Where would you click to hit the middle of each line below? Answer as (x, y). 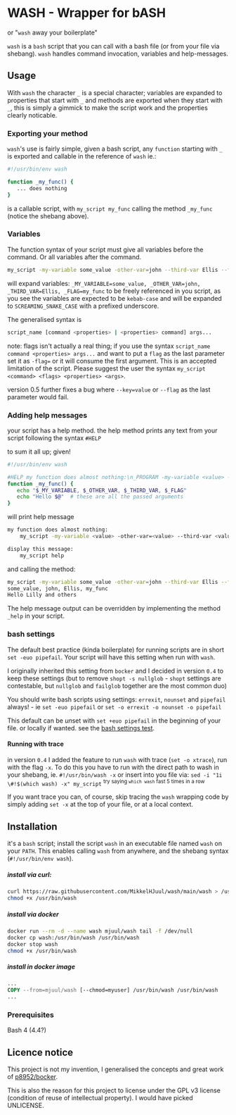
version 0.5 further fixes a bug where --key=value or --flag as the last (109, 390)
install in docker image (41, 967)
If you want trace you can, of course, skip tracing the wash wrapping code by (118, 797)
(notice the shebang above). (48, 216)
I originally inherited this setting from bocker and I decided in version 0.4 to (115, 671)
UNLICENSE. (26, 1105)
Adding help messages (47, 415)
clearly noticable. (32, 115)
